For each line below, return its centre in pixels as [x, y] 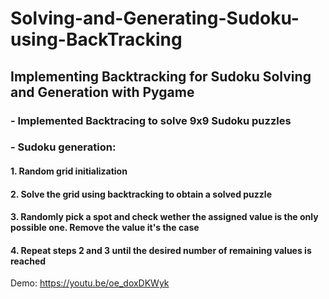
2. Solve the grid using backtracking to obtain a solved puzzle [141, 194]
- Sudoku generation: [63, 147]
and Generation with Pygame [102, 92]
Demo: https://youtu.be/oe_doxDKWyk [90, 283]
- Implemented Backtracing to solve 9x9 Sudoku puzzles [151, 120]
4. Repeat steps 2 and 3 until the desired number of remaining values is [161, 250]
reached [28, 261]
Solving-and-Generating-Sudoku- [155, 18]
